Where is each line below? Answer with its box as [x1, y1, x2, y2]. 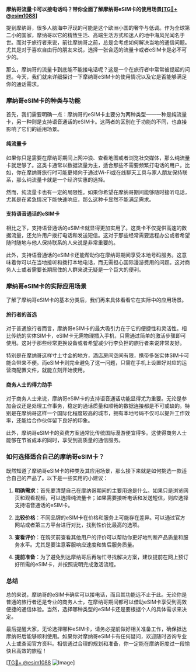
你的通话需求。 [6, 81, 42, 87]
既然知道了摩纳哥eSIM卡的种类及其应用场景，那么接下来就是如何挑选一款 [6, 467, 182, 474]
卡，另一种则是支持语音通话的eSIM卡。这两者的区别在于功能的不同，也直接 [6, 118, 187, 125]
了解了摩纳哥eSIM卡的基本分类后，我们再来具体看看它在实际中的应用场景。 [6, 296, 187, 303]
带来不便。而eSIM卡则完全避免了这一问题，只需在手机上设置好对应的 [16, 359, 182, 366]
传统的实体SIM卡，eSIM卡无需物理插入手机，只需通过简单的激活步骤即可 [10, 332, 186, 340]
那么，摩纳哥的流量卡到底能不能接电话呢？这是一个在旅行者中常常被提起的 [6, 66, 185, 72]
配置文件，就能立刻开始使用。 [16, 366, 88, 373]
